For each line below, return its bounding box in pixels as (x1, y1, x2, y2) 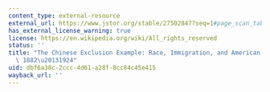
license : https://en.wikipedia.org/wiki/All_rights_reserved (8, 34, 218, 42)
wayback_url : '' (8, 71, 63, 79)
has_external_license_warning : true (8, 26, 131, 34)
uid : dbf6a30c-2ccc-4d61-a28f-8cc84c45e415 (8, 64, 157, 72)
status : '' (8, 42, 45, 50)
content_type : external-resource (8, 11, 121, 20)
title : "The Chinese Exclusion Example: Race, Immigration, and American (8, 49, 261, 57)
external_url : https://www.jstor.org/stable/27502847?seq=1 (8, 19, 215, 27)
